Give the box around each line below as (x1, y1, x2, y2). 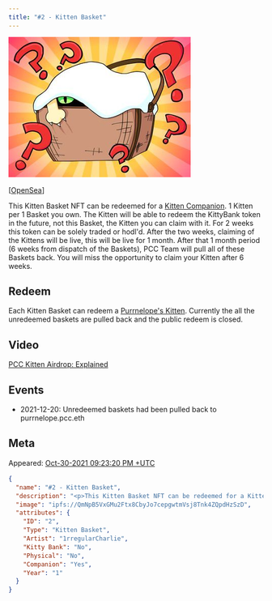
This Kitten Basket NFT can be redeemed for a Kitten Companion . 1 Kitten (8, 201, 253, 211)
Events (8, 383, 45, 397)
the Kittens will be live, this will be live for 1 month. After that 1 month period (8, 235, 261, 245)
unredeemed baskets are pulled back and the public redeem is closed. (8, 314, 244, 324)
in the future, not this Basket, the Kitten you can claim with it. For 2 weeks (8, 218, 253, 228)
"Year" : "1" (23, 569, 63, 577)
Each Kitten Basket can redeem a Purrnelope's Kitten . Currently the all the (8, 306, 255, 316)
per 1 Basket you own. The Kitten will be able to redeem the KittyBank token (8, 209, 261, 219)
